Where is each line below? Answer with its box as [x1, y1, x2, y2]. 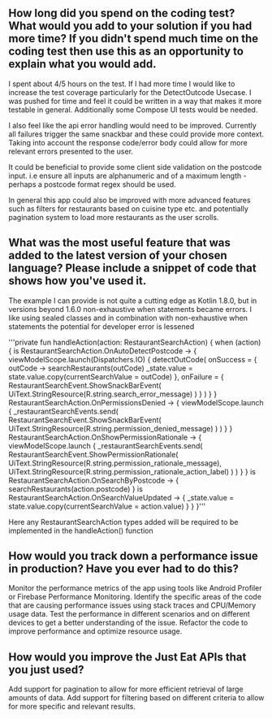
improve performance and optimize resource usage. [8, 626, 183, 636]
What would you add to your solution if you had [8, 19, 253, 33]
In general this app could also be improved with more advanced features [8, 195, 251, 205]
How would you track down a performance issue [8, 549, 258, 563]
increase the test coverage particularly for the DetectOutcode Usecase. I [8, 87, 252, 97]
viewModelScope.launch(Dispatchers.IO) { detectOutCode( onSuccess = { [8, 354, 257, 364]
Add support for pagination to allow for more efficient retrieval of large [8, 684, 244, 694]
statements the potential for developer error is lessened [8, 321, 195, 331]
